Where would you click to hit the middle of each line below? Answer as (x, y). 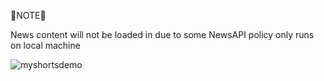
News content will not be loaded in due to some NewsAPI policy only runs (162, 34)
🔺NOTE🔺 (28, 15)
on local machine (45, 45)
